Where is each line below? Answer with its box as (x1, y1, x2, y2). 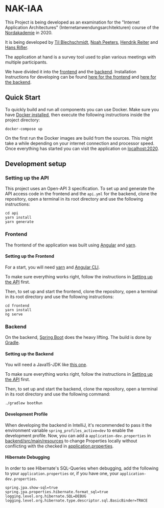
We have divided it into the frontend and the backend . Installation (5, 68, 137, 74)
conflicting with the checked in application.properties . (5, 443, 114, 449)
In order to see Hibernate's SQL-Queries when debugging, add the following (5, 465, 159, 471)
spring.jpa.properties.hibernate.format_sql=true (5, 489, 109, 494)
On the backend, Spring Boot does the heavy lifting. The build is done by (5, 334, 152, 340)
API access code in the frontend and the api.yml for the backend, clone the (5, 191, 158, 197)
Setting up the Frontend (5, 253, 55, 259)
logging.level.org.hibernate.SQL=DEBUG (5, 494, 87, 499)
